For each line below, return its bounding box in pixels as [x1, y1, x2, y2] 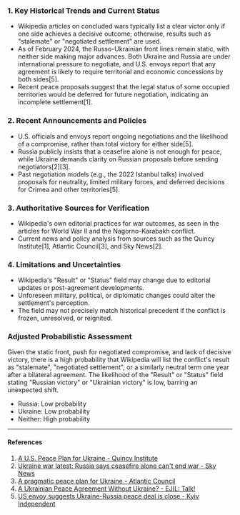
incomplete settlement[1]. [17, 98, 93, 106]
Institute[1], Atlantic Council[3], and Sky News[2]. [17, 241, 163, 250]
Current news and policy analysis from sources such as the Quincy [17, 234, 215, 243]
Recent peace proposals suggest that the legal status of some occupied [17, 83, 230, 91]
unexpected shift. [7, 386, 59, 394]
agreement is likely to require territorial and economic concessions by [17, 67, 224, 76]
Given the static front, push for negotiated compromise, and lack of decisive [7, 348, 231, 356]
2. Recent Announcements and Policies [7, 116, 147, 126]
